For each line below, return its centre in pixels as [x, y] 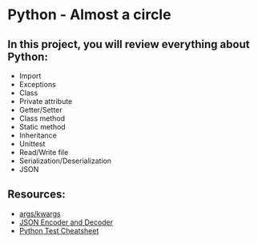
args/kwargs [40, 213]
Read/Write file [44, 152]
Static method [42, 127]
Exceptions [38, 84]
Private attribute [46, 101]
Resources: [36, 195]
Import [30, 76]
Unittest [32, 144]
